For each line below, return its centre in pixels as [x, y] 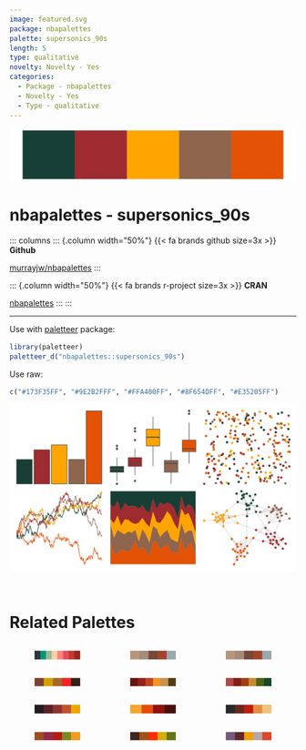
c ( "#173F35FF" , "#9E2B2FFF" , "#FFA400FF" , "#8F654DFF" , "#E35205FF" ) [144, 391]
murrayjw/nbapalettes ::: [56, 268]
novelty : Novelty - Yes [55, 67]
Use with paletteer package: [62, 329]
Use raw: [26, 374]
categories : [32, 77]
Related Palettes [72, 622]
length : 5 [28, 48]
